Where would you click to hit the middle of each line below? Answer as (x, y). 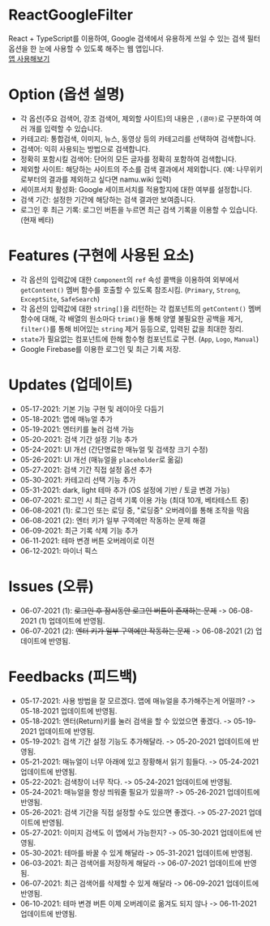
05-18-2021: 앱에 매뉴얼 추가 (66, 418)
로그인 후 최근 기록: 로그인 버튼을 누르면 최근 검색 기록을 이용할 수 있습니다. (139, 209)
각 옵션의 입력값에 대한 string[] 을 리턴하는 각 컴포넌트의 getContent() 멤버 (141, 308)
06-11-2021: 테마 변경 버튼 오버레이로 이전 (87, 540)
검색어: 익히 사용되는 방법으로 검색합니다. (85, 148)
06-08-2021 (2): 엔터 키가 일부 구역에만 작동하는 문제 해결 (113, 520)
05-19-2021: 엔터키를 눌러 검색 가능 (77, 429)
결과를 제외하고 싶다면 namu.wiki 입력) (110, 179)
